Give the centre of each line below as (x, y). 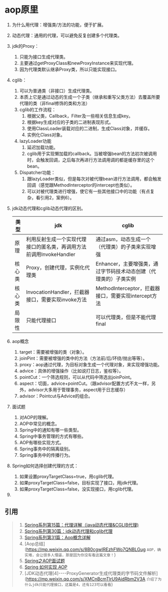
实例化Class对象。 (46, 135)
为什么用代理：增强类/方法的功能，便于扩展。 (59, 25)
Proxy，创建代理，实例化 (56, 268)
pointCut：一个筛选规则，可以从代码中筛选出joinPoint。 (77, 377)
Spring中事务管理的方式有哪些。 (53, 436)
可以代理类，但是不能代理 (126, 317)
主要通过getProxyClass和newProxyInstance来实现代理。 (78, 63)
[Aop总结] (35, 544)
